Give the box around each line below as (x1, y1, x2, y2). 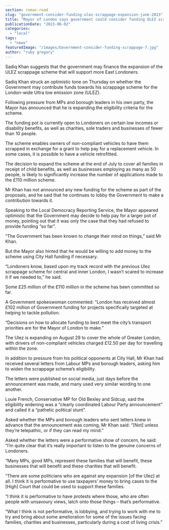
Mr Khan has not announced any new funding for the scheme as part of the (5, 186, 161, 192)
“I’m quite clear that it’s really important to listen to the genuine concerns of (5, 442, 161, 448)
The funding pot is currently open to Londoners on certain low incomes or (5, 120, 158, 126)
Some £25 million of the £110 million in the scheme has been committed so (5, 284, 160, 290)
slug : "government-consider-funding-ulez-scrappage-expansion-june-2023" (5, 12, 163, 17)
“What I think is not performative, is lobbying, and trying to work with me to (5, 508, 161, 514)
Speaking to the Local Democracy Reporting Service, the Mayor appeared (5, 207, 158, 213)
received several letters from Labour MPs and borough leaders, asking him (5, 360, 160, 366)
